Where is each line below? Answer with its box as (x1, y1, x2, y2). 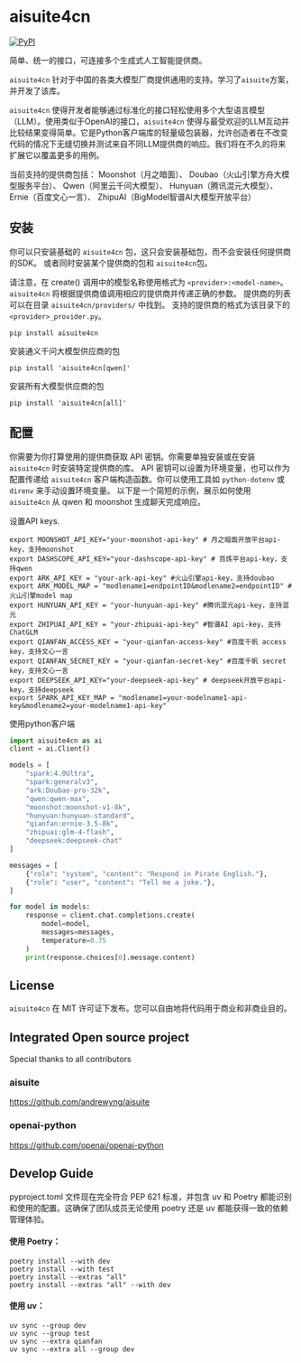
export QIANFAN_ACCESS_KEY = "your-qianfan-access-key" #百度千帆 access (9, 637, 287, 647)
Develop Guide (9, 1166, 95, 1181)
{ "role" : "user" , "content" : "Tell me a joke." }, (25, 878, 216, 887)
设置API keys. (9, 515, 60, 526)
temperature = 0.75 (41, 936, 106, 945)
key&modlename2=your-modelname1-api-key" (9, 701, 168, 710)
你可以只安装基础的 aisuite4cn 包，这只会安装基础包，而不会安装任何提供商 (9, 246, 291, 257)
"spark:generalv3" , (25, 778, 99, 787)
